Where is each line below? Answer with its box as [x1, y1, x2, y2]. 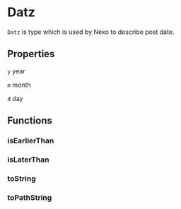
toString [7, 174, 37, 184]
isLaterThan [7, 155, 49, 165]
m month [7, 80, 31, 89]
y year [7, 66, 26, 75]
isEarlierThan [7, 136, 54, 145]
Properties [7, 48, 55, 60]
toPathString [7, 192, 52, 202]
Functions [7, 114, 53, 127]
